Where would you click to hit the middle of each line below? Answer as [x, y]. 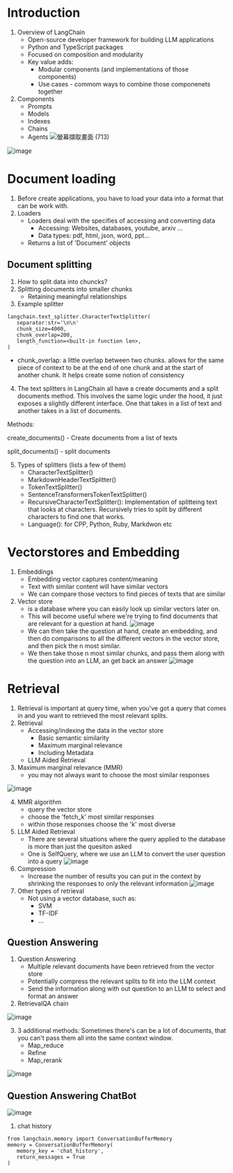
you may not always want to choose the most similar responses [119, 775]
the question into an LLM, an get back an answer [98, 660]
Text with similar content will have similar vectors [98, 586]
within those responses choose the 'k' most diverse [102, 824]
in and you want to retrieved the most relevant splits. [93, 715]
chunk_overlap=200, [45, 335]
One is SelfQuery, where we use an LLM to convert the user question [127, 853]
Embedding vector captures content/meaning [93, 579]
